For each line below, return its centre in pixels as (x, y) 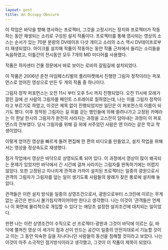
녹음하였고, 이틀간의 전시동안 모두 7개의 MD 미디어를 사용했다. (66, 54)
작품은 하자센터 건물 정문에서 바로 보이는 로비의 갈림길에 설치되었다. (71, 65)
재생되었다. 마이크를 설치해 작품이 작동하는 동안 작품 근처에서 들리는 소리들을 (85, 48)
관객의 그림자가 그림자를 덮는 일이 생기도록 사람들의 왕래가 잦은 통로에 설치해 (80, 177)
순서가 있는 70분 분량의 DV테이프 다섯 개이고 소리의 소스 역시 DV (78, 42)
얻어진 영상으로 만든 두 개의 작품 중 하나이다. (62, 82)
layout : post (19, 10)
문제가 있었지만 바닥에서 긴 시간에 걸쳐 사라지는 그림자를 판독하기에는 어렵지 (85, 164)
